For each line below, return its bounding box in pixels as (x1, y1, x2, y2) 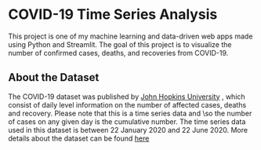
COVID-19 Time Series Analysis (8, 5, 218, 24)
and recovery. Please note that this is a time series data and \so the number (8, 108, 252, 118)
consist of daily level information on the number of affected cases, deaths (8, 100, 247, 109)
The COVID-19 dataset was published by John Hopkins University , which (8, 92, 245, 101)
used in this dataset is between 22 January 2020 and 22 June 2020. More (8, 125, 248, 134)
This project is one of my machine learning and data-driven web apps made (8, 31, 253, 41)
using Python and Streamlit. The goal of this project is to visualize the (8, 39, 232, 49)
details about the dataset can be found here (8, 134, 150, 143)
